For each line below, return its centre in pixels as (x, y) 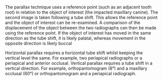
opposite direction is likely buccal (38, 43)
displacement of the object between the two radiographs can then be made (81, 28)
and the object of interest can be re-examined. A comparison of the (73, 22)
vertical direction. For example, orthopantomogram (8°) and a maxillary (76, 68)
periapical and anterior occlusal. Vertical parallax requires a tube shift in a (79, 63)
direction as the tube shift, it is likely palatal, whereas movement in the (75, 38)
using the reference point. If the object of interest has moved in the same (78, 33)
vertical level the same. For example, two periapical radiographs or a (74, 58)
